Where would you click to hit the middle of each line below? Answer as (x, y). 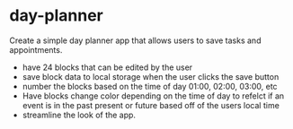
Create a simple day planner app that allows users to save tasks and (135, 40)
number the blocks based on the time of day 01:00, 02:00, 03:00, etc (150, 86)
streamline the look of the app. (79, 115)
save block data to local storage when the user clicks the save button (151, 76)
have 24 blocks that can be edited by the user (107, 67)
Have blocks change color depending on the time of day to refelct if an (153, 96)
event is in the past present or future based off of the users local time (151, 105)
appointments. (36, 49)
